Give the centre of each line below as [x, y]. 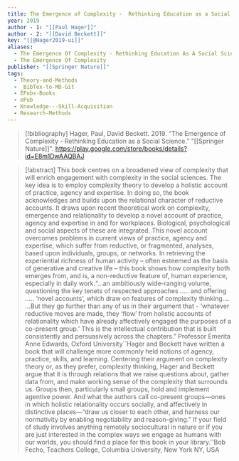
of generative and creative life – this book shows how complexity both [127, 268]
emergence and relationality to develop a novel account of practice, [124, 215]
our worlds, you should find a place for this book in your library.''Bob [125, 442]
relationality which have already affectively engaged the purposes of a [128, 321]
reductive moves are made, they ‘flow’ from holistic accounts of [118, 313]
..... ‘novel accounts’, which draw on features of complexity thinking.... [127, 298]
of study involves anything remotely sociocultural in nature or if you [123, 427]
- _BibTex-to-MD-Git [44, 87]
